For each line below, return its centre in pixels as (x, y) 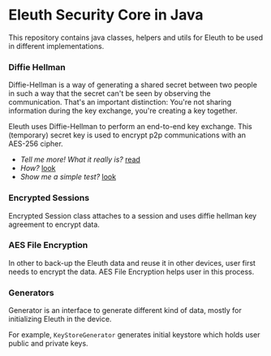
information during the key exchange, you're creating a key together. (123, 111)
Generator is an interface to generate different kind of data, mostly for (125, 310)
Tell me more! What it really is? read (80, 159)
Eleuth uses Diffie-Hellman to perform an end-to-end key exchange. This (131, 127)
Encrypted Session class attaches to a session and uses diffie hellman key (133, 215)
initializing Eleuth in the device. (60, 319)
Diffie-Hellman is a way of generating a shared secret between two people (133, 85)
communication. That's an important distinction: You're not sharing (120, 102)
